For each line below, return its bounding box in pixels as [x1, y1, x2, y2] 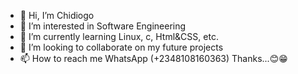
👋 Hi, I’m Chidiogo [19, 10, 95, 21]
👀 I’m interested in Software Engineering [19, 20, 187, 32]
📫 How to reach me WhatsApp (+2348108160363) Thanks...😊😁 [19, 53, 288, 64]
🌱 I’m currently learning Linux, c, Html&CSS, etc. [19, 31, 219, 42]
